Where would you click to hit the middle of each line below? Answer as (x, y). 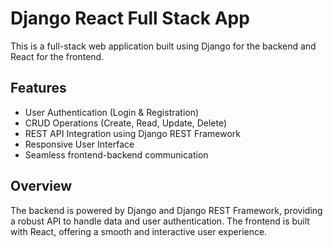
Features (38, 88)
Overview (41, 186)
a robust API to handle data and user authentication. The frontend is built (160, 221)
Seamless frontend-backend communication (116, 154)
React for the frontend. (57, 56)
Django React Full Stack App (130, 18)
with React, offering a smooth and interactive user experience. (139, 231)
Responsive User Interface (79, 144)
